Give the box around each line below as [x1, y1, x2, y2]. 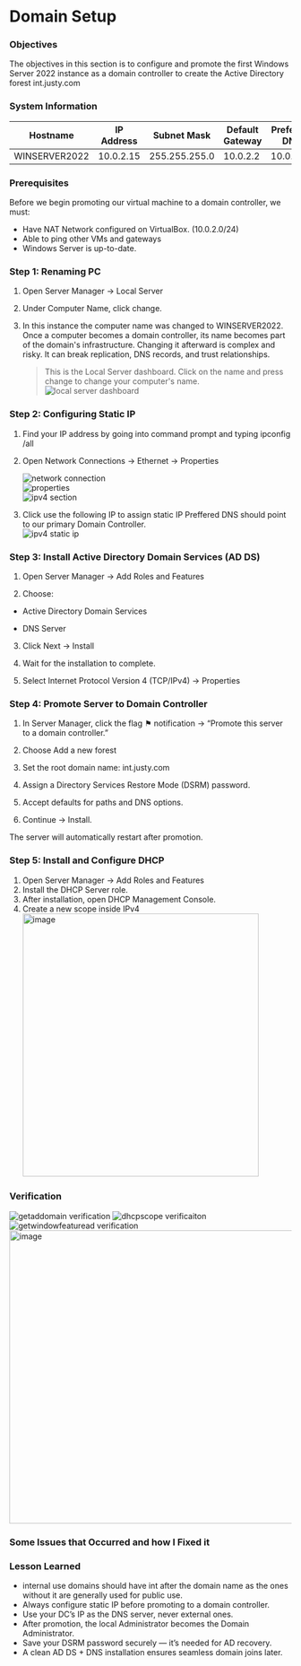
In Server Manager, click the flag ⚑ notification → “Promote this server [21, 718, 284, 728]
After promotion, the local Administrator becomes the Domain [21, 1618, 250, 1629]
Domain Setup [9, 6, 117, 27]
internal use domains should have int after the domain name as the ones [21, 1581, 288, 1592]
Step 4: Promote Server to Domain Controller [9, 697, 208, 710]
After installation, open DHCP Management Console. [21, 894, 217, 904]
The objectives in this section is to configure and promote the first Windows [9, 58, 289, 69]
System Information [9, 100, 98, 113]
